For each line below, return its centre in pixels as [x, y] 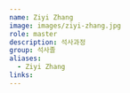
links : [21, 75]
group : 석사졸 [32, 50]
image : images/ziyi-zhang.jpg [65, 26]
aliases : [25, 58]
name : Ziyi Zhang [41, 17]
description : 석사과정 [48, 42]
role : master [33, 34]
